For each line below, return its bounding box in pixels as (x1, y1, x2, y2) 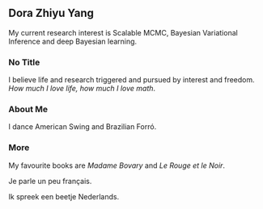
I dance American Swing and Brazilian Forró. (8, 122, 157, 132)
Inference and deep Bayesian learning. (8, 36, 138, 46)
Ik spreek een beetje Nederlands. (8, 191, 120, 201)
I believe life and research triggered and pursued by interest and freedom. (8, 75, 255, 85)
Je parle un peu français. (8, 176, 92, 186)
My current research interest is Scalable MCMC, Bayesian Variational (8, 27, 239, 37)
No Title (8, 56, 40, 68)
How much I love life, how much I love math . (8, 84, 156, 94)
